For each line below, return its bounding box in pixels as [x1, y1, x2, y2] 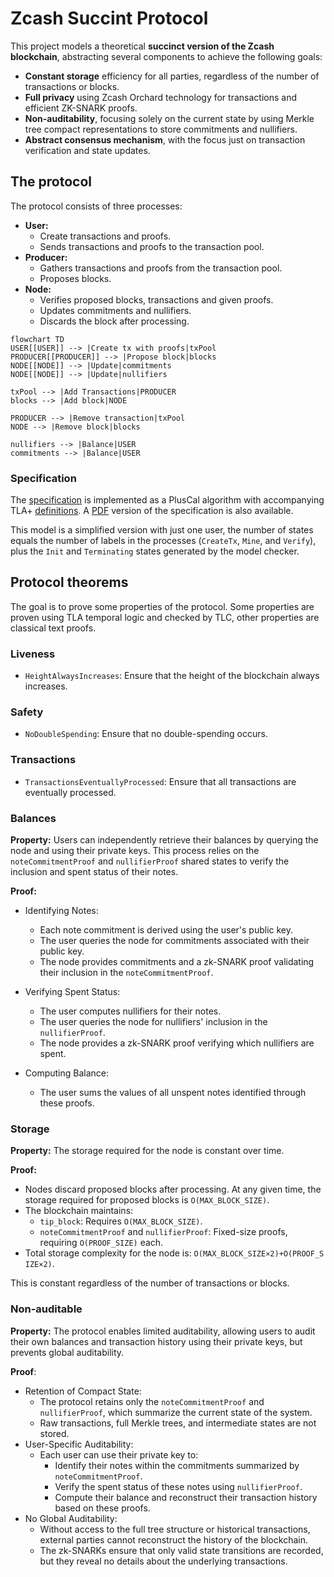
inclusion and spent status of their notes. [10, 866, 179, 878]
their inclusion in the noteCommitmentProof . [39, 967, 214, 979]
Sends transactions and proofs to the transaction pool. [39, 240, 265, 252]
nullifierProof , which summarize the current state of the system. [39, 1406, 313, 1418]
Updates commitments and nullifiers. [39, 304, 192, 316]
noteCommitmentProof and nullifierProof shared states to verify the [10, 855, 290, 867]
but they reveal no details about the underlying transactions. [39, 1555, 288, 1567]
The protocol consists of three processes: [10, 200, 183, 212]
